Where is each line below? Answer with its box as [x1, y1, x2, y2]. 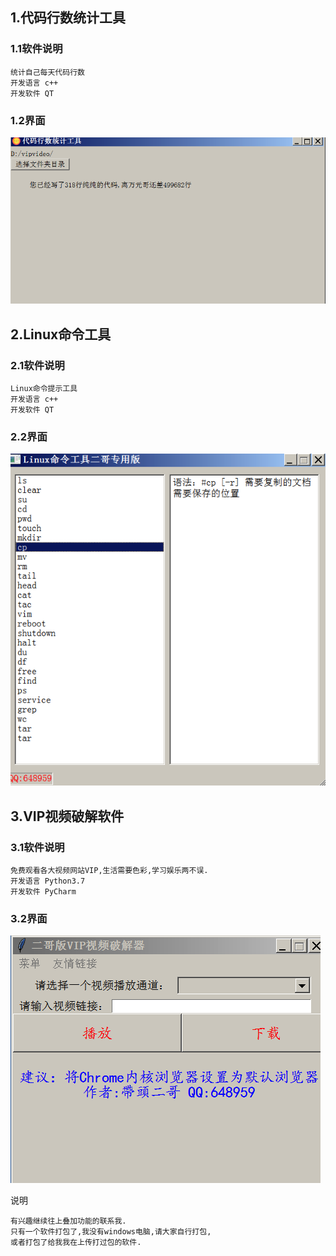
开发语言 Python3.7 [10, 876, 86, 887]
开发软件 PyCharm [10, 887, 77, 897]
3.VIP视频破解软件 [10, 808, 125, 825]
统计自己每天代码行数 [10, 67, 85, 77]
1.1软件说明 [10, 42, 63, 56]
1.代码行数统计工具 [10, 9, 127, 27]
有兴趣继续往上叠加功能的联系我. [10, 1216, 127, 1227]
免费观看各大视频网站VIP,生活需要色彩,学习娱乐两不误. [10, 866, 209, 876]
